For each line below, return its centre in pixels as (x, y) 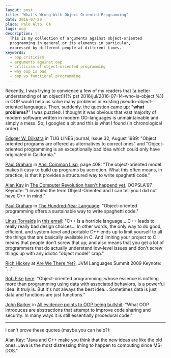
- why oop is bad (28, 72)
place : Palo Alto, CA (28, 24)
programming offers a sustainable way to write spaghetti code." (72, 211)
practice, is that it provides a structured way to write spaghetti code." (78, 175)
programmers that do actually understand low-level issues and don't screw (84, 248)
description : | (21, 34)
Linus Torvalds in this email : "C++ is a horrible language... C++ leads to (80, 221)
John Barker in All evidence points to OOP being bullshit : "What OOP (77, 304)
